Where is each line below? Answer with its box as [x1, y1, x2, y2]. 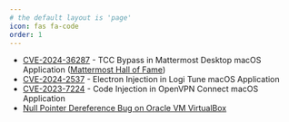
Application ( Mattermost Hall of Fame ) [22, 64, 166, 75]
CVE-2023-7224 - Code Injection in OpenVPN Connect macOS [22, 83, 259, 95]
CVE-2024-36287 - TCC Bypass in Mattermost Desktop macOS [22, 55, 262, 66]
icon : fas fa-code [9, 22, 79, 31]
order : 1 [9, 30, 43, 39]
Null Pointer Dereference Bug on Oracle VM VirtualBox [22, 103, 227, 114]
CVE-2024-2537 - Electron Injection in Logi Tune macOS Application [22, 74, 280, 85]
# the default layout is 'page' [9, 13, 132, 23]
